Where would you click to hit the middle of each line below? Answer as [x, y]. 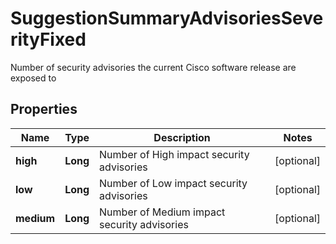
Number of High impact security [174, 154]
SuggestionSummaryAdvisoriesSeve [167, 18]
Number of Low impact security [173, 183]
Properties [44, 109]
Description [182, 137]
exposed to [33, 78]
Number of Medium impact [162, 212]
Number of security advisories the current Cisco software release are [153, 67]
